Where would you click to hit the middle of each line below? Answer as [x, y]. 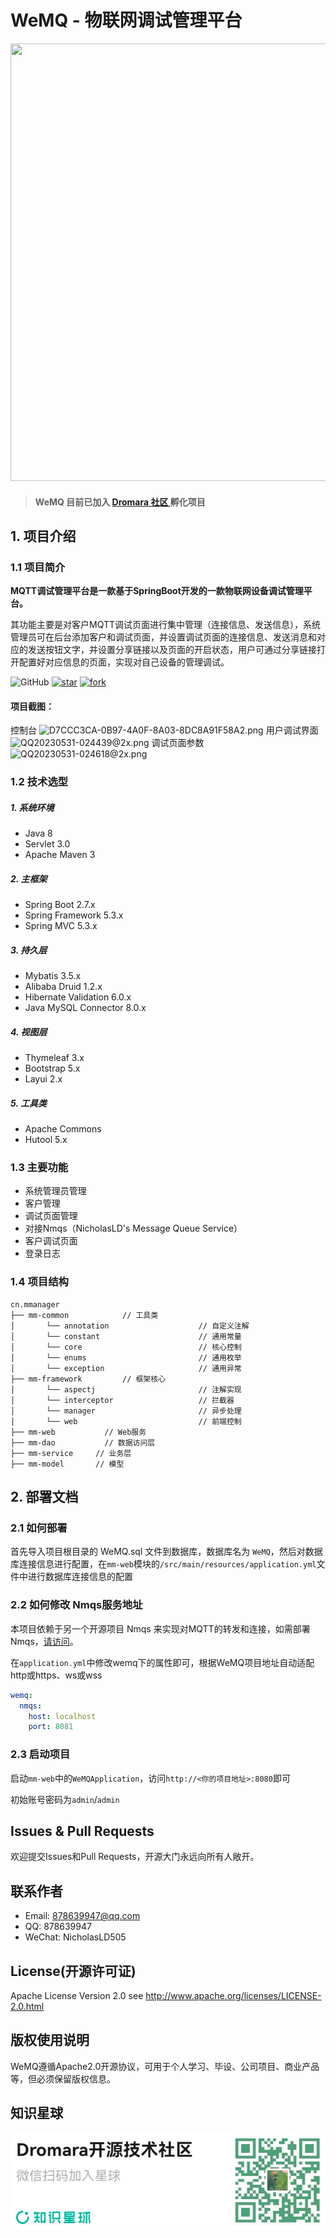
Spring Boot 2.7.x [60, 905]
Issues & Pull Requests [82, 1831]
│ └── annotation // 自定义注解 [130, 1326]
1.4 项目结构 [39, 1282]
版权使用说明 [50, 2040]
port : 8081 [51, 1727]
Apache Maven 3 [60, 855]
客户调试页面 [51, 1241]
